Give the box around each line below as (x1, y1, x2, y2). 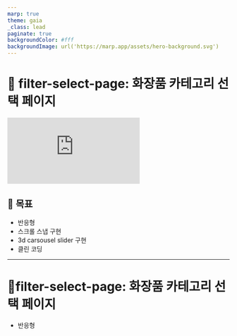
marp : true (7, 10, 39, 18)
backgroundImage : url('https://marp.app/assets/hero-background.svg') (7, 43, 219, 50)
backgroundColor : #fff (7, 37, 74, 44)
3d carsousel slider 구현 (17, 236, 87, 244)
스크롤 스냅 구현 (17, 227, 61, 235)
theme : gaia (7, 17, 42, 24)
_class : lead (7, 23, 46, 30)
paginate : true (7, 30, 52, 37)
